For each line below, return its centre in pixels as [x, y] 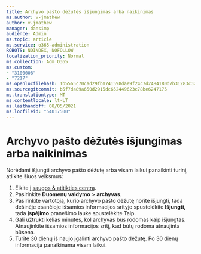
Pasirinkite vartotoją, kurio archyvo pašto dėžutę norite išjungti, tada [99, 201]
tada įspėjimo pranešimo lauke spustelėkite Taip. [75, 213]
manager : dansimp [28, 28]
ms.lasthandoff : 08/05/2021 [41, 106]
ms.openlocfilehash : [32, 84]
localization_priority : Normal [45, 56]
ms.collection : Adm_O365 [37, 61]
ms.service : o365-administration [48, 45]
